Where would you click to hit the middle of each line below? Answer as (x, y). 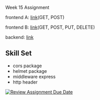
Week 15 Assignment (27, 7)
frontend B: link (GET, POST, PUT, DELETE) (50, 27)
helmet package (30, 71)
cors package (27, 66)
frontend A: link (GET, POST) (35, 17)
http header (25, 82)
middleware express (34, 76)
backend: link (19, 37)
